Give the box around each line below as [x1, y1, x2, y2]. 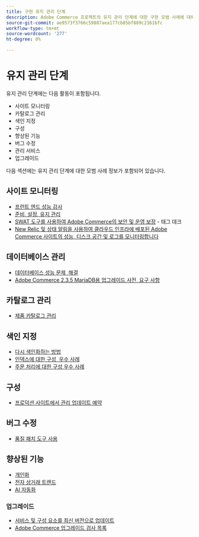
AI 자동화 [14, 486, 36, 493]
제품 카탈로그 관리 [14, 312, 56, 319]
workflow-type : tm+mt [6, 25, 60, 32]
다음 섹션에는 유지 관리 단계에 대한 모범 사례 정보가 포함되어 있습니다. [6, 167, 166, 174]
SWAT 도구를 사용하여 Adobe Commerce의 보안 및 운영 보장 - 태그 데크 [14, 218, 182, 225]
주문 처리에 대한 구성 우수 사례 [14, 363, 85, 370]
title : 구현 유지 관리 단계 [6, 8, 66, 15]
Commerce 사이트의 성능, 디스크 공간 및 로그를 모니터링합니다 [14, 233, 159, 240]
